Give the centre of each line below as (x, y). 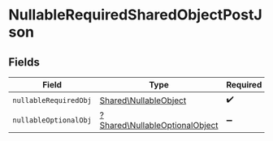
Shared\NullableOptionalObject (159, 125)
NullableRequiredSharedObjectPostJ (135, 15)
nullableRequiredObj (52, 100)
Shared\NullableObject (143, 100)
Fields (24, 62)
